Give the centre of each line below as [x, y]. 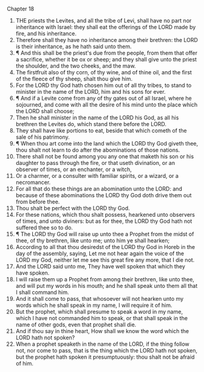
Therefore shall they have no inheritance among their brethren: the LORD [107, 40]
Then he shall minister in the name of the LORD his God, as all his [97, 118]
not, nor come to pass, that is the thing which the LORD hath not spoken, [107, 350]
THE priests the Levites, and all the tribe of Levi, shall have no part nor [104, 20]
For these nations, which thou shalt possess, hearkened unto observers [105, 215]
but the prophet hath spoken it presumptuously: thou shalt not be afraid [105, 357]
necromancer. [33, 182]
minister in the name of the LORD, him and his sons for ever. [90, 92]
